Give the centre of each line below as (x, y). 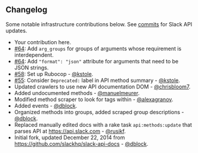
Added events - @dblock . (46, 105)
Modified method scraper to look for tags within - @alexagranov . (94, 99)
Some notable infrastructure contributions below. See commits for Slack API (99, 24)
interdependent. (34, 55)
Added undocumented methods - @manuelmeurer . (77, 93)
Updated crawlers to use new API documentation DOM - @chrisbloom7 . (102, 87)
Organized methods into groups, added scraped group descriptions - (99, 112)
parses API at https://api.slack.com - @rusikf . (70, 131)
